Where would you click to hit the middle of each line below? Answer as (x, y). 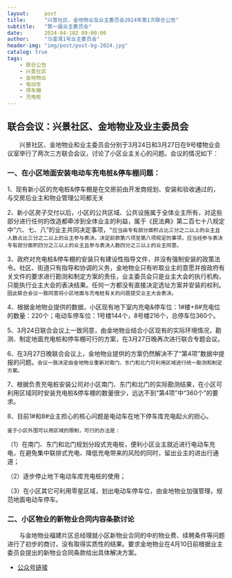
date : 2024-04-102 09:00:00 (57, 33)
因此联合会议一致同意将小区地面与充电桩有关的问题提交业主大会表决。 (92, 293)
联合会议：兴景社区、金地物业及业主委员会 (98, 127)
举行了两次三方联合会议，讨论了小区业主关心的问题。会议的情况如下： (119, 153)
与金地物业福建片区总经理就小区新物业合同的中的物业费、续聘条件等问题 (122, 535)
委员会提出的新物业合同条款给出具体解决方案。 (74, 552)
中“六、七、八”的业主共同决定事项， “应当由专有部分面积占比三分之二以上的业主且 (114, 230)
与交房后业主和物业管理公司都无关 (56, 198)
